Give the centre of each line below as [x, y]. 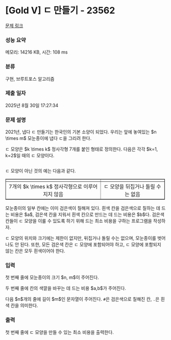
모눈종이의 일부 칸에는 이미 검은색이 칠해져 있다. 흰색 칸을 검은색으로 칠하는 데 [83, 208]
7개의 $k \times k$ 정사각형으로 [45, 187]
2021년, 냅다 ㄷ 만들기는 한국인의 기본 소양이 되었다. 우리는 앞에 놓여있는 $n [81, 132]
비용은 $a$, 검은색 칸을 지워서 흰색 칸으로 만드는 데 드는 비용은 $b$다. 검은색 [88, 214]
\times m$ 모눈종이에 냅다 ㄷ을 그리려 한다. [48, 138]
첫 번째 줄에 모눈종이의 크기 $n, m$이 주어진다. [52, 277]
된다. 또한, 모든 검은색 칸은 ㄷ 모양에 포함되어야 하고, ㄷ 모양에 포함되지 [91, 245]
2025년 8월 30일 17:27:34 [32, 105]
